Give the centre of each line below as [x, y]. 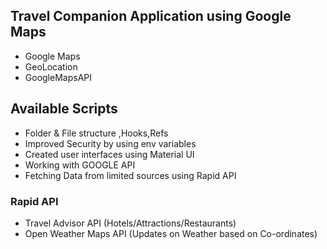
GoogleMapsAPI [58, 77]
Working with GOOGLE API [80, 165]
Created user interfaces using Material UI [109, 154]
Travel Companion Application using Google [151, 16]
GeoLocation [51, 66]
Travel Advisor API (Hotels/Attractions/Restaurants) [130, 223]
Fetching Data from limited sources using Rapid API [130, 175]
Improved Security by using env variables [110, 143]
